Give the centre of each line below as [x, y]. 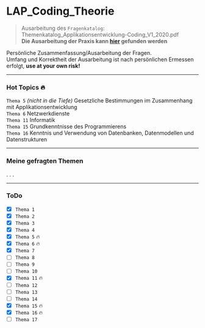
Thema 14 [26, 299]
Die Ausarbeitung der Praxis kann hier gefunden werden [94, 41]
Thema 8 [25, 258]
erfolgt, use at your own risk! [43, 66]
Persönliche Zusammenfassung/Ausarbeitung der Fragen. [79, 52]
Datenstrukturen [27, 140]
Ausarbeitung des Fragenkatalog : [63, 28]
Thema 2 [25, 216]
